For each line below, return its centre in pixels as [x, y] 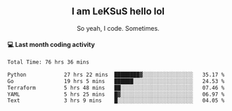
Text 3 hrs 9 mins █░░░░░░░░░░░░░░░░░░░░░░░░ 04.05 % [116, 101]
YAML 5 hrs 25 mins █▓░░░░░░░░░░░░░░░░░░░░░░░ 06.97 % [116, 94]
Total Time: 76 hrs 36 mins [49, 62]
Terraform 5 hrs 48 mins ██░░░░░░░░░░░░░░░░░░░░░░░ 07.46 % [116, 88]
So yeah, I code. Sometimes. [118, 28]
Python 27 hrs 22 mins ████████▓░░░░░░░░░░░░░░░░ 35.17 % [116, 75]
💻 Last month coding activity [51, 45]
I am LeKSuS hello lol [118, 12]
